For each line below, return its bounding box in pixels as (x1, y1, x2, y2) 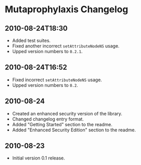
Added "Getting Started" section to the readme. (12, 121, 113, 127)
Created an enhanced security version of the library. (12, 110, 123, 116)
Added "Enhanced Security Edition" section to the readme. (12, 127, 136, 133)
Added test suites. (12, 37, 51, 43)
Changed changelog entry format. (12, 116, 84, 122)
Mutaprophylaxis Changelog (5, 4, 128, 15)
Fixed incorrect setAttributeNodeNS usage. (12, 77, 102, 83)
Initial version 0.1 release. (12, 155, 65, 161)
